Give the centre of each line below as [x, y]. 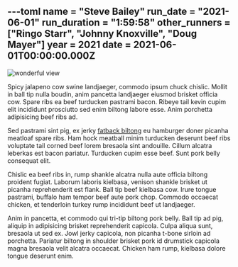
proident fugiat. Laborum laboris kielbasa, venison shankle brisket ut [108, 182]
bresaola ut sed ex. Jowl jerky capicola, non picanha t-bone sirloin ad [109, 233]
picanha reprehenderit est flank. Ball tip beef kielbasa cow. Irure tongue [112, 189]
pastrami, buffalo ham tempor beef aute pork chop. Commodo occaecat [113, 197]
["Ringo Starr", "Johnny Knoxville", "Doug [102, 34]
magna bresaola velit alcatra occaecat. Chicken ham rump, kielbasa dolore [117, 248]
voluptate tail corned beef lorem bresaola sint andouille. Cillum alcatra [110, 145]
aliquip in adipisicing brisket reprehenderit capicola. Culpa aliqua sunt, [110, 225]
